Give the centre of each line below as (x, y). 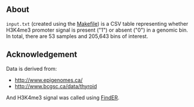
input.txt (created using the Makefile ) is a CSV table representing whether (97, 23)
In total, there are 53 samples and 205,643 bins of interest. (77, 36)
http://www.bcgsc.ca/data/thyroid (56, 86)
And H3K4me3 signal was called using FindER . (63, 97)
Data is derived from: (31, 68)
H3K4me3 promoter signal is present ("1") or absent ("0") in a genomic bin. (97, 30)
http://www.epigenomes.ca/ (48, 80)
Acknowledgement (42, 55)
